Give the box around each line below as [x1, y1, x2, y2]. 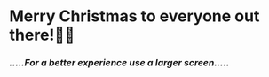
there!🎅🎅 [9, 25, 75, 45]
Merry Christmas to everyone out [9, 6, 260, 27]
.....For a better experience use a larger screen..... [9, 57, 230, 69]
